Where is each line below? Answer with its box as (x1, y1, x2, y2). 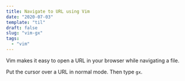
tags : (6, 36, 19, 41)
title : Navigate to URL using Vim (6, 8, 90, 15)
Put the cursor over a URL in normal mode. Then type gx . (6, 68, 143, 75)
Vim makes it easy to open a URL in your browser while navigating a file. (6, 57, 180, 64)
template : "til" (6, 19, 46, 25)
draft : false (6, 24, 38, 31)
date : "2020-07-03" (6, 14, 54, 20)
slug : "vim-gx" (6, 30, 43, 36)
